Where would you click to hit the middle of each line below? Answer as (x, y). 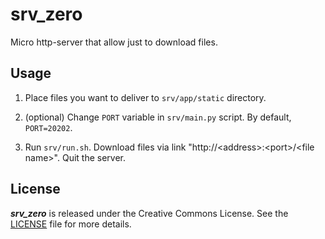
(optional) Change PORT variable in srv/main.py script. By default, (158, 117)
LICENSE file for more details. (71, 224)
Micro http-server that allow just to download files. (114, 42)
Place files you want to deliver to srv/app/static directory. (145, 97)
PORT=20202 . (48, 127)
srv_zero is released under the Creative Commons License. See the (149, 213)
